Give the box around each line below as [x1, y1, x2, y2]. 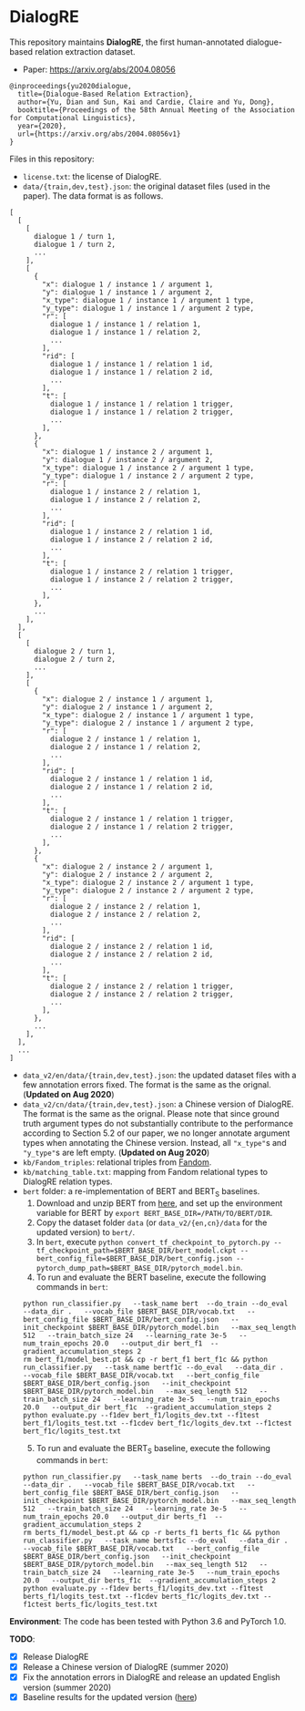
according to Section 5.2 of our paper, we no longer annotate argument [22, 1128, 290, 1139]
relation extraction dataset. [35, 46, 136, 57]
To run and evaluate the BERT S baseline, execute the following [36, 1442, 271, 1456]
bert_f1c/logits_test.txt [22, 1427, 121, 1436]
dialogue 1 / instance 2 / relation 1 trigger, [49, 567, 234, 576]
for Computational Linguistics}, [9, 113, 137, 122]
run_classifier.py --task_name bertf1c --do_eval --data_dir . [22, 1363, 284, 1372]
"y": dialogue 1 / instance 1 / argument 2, [42, 287, 214, 297]
